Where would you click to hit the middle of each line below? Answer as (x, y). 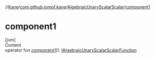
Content (13, 45)
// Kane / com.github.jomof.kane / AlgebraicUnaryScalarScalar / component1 (77, 7)
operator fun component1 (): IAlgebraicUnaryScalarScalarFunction (71, 50)
